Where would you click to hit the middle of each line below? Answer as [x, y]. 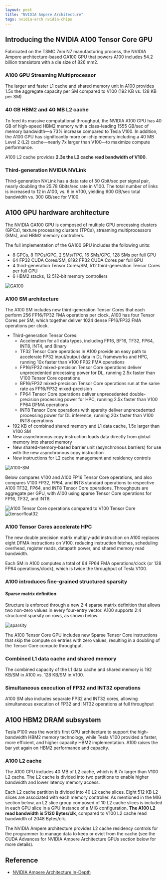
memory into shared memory [42, 442]
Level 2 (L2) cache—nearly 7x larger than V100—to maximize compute [78, 142]
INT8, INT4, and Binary [43, 346]
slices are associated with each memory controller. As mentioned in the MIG [83, 797]
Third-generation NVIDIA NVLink [46, 170]
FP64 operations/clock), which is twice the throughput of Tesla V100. [76, 569]
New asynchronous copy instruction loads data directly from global [81, 437]
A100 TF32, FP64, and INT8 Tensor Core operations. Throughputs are [77, 488]
